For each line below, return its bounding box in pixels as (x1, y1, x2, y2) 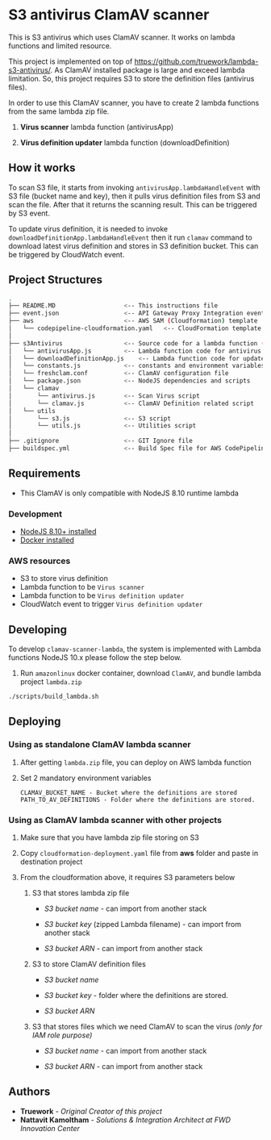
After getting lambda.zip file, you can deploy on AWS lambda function (19, 757, 252, 767)
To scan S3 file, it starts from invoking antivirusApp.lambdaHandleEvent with (8, 182, 261, 192)
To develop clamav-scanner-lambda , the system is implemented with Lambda (8, 644, 261, 654)
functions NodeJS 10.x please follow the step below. (8, 653, 182, 662)
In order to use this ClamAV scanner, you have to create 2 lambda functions (8, 98, 260, 107)
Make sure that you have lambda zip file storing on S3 (19, 833, 199, 842)
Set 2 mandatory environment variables (19, 773, 152, 783)
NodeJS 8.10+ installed (19, 527, 97, 537)
